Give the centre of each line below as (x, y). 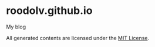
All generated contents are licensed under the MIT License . (78, 38)
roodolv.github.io (49, 11)
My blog (16, 27)
